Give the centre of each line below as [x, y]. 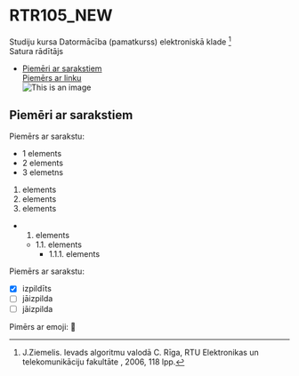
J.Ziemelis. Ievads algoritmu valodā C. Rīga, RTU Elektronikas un [141, 352]
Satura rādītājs [36, 51]
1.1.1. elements [74, 254]
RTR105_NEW [61, 16]
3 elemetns [43, 172]
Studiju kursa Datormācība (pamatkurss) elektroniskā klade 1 [120, 41]
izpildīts [36, 289]
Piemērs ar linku [52, 77]
